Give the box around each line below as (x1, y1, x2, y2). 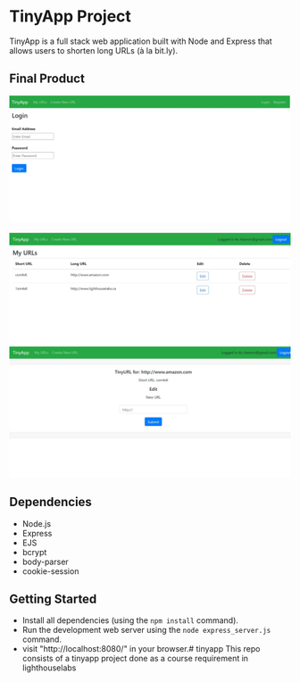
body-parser (21, 556, 69, 567)
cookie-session (21, 565, 79, 577)
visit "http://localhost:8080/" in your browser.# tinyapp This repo (21, 644, 261, 654)
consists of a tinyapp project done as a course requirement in (21, 653, 248, 664)
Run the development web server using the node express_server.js (21, 625, 271, 636)
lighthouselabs (21, 662, 77, 673)
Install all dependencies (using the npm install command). (21, 615, 239, 626)
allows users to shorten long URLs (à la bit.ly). (9, 45, 179, 55)
